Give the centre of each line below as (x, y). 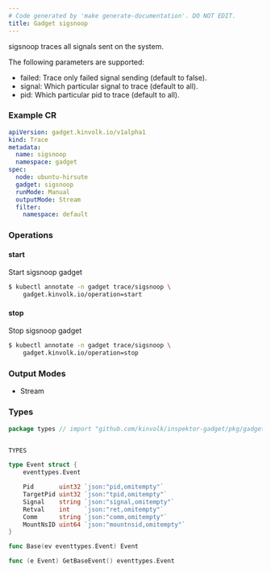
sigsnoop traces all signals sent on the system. (86, 46)
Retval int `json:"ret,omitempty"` (93, 509)
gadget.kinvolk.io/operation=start (83, 295)
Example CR (33, 115)
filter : (29, 207)
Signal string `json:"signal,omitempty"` (99, 502)
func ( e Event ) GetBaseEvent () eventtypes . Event (92, 561)
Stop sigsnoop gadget (45, 330)
